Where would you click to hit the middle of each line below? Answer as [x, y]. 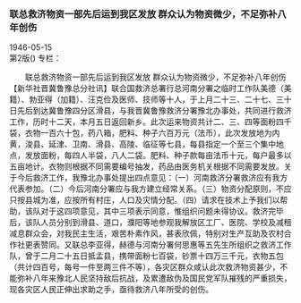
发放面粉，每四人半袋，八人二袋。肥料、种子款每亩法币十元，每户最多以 [158, 156]
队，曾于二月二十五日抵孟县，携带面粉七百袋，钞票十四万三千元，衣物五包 [146, 256]
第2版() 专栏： [35, 58]
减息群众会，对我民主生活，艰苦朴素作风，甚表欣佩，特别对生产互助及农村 [146, 233]
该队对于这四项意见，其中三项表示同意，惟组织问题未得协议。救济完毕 [154, 211]
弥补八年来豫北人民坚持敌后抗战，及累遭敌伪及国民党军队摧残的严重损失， [154, 278]
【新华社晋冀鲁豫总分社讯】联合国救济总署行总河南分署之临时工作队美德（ [146, 88]
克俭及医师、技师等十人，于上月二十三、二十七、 [185, 99]
